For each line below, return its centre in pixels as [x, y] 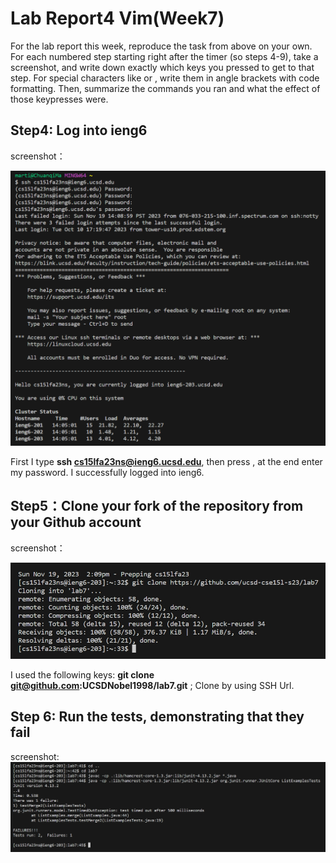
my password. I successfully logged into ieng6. [107, 472]
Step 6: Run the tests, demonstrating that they [157, 717]
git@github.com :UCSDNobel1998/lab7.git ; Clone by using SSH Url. [152, 685]
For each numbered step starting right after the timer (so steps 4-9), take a [164, 56]
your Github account [76, 522]
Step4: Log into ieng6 [79, 130]
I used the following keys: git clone [82, 674]
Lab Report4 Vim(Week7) [117, 18]
